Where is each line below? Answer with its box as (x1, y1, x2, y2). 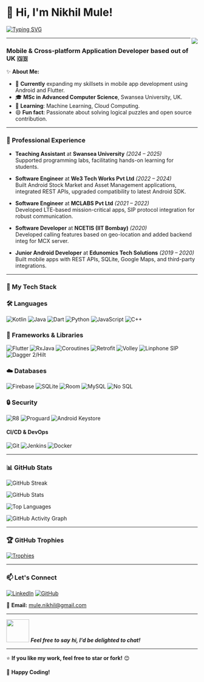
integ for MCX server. (15, 237, 69, 244)
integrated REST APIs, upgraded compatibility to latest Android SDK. (15, 188, 186, 195)
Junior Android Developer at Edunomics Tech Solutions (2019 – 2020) (15, 249, 194, 256)
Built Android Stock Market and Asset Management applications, (15, 181, 177, 188)
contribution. (15, 115, 47, 122)
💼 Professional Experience (6, 136, 86, 145)
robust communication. (15, 213, 73, 220)
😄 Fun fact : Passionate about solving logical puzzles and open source (15, 109, 192, 116)
